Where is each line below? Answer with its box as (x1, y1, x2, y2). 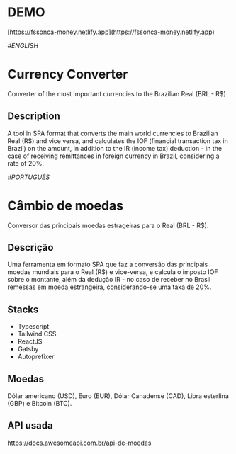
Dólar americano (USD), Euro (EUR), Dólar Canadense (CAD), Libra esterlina (7, 392, 229, 400)
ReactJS (17, 337, 43, 346)
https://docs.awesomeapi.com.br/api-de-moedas (7, 438, 152, 447)
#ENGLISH (7, 41, 39, 50)
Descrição (7, 242, 54, 254)
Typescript (17, 322, 50, 331)
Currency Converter (7, 67, 128, 82)
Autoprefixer (17, 352, 55, 361)
